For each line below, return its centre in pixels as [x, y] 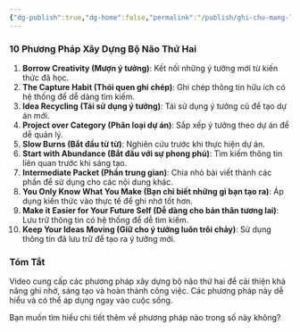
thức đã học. [46, 78]
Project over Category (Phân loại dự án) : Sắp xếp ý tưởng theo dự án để [156, 125]
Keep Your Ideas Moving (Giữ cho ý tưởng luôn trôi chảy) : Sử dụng [147, 229]
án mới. [36, 115]
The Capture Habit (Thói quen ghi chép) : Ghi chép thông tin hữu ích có [154, 87]
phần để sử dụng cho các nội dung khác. [98, 182]
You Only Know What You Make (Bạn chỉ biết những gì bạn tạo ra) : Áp [153, 191]
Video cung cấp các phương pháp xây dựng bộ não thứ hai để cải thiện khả [147, 281]
